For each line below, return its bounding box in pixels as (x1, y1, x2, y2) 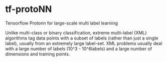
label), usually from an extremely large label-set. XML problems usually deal (5, 40, 162, 46)
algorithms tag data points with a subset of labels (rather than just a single (5, 35, 158, 41)
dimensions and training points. (5, 51, 70, 57)
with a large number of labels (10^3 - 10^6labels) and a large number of (5, 45, 152, 51)
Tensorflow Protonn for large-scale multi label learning (5, 20, 118, 26)
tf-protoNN (5, 3, 52, 15)
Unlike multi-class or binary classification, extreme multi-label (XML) (5, 29, 147, 35)
